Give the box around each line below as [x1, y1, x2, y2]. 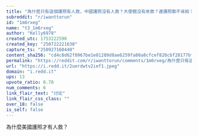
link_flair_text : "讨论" [6, 90, 65, 96]
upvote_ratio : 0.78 [6, 80, 54, 86]
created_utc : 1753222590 [6, 36, 67, 42]
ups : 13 [6, 74, 25, 80]
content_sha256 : [6, 52, 46, 58]
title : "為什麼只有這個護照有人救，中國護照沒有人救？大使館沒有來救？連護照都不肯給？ [6, 8, 194, 15]
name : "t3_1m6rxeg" [6, 25, 54, 31]
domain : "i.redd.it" [6, 69, 57, 74]
